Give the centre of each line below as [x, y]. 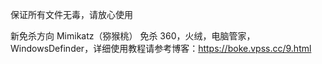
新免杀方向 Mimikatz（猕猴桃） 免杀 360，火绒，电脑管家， [133, 36]
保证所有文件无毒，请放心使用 [71, 14]
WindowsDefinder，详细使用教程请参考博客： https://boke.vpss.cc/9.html [161, 48]
